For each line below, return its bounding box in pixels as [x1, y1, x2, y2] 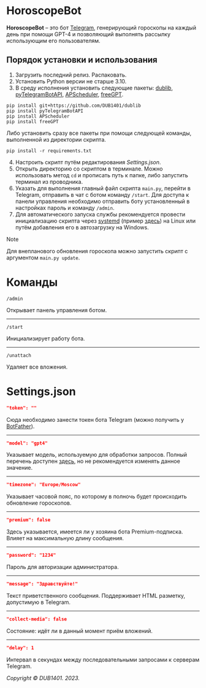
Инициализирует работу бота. [6, 335, 85, 342]
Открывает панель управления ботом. [6, 306, 107, 313]
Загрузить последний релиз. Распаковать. [15, 71, 127, 78]
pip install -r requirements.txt [6, 148, 92, 154]
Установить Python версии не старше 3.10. [15, 77, 127, 85]
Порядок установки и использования [6, 55, 158, 65]
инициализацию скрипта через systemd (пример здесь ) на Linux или [15, 217, 196, 224]
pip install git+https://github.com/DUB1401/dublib [6, 102, 141, 109]
